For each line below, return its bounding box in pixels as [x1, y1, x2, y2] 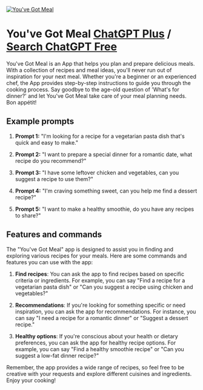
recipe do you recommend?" [15, 157, 87, 164]
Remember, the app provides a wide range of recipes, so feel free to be [6, 363, 185, 371]
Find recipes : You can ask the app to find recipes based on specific [15, 270, 185, 278]
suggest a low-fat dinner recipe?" [15, 352, 99, 359]
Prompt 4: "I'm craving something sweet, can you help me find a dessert [15, 187, 198, 194]
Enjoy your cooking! [6, 377, 56, 384]
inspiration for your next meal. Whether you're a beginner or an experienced [6, 73, 197, 80]
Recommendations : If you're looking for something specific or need [15, 301, 186, 309]
